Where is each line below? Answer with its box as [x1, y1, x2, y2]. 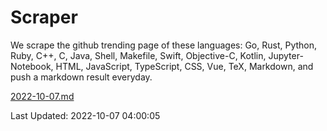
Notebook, [10, 60, 54, 72]
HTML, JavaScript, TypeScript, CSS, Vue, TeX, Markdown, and [55, 60, 314, 72]
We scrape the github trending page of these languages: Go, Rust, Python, [10, 39, 318, 51]
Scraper [10, 6, 78, 29]
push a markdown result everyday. [10, 71, 153, 83]
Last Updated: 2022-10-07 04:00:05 [10, 109, 161, 121]
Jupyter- [268, 49, 304, 61]
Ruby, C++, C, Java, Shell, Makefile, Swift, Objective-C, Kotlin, [10, 49, 267, 61]
